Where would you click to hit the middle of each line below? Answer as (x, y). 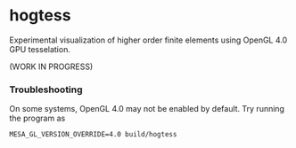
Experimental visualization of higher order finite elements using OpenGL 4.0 (148, 40)
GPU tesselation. (40, 49)
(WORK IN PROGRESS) (51, 66)
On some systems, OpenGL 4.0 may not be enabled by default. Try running (147, 109)
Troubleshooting (46, 90)
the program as (37, 118)
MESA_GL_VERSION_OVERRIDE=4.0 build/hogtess (93, 135)
